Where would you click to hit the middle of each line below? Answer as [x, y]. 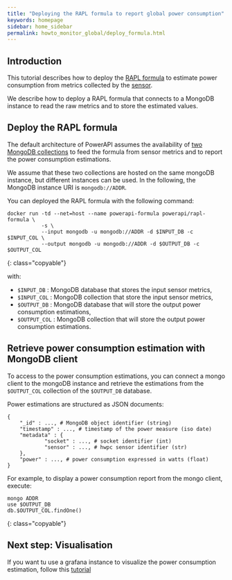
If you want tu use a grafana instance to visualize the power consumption [112, 562]
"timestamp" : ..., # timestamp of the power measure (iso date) [116, 429]
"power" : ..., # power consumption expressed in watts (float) [114, 459]
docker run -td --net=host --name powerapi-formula [83, 213]
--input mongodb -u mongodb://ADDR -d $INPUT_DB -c [117, 232]
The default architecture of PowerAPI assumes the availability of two [105, 144]
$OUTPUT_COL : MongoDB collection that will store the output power [111, 319]
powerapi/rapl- [184, 213]
